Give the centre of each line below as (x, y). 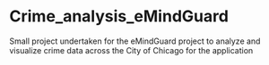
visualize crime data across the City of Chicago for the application (131, 50)
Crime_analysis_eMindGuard (119, 16)
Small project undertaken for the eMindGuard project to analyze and (135, 41)
